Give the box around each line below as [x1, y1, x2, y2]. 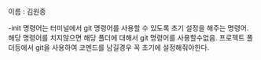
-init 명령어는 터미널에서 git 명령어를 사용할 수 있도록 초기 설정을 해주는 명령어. [8, 23, 249, 33]
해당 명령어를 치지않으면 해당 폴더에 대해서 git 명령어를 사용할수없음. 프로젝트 [8, 34, 245, 42]
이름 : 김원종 [8, 7, 46, 16]
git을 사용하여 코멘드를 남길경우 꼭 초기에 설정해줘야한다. [35, 43, 210, 52]
